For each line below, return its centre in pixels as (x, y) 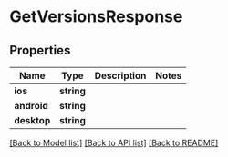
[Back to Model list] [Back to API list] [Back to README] (114, 143)
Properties (40, 50)
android (31, 106)
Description (120, 76)
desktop (32, 120)
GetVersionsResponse (96, 17)
